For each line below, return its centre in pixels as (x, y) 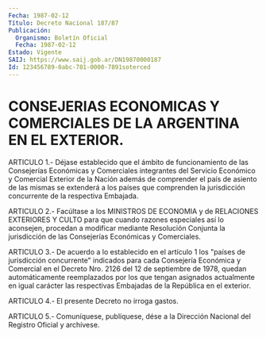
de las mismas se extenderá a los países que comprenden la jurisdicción (127, 187)
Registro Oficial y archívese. (54, 324)
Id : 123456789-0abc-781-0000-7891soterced (79, 67)
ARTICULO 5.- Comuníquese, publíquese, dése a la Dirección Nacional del (130, 316)
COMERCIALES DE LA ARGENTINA (124, 123)
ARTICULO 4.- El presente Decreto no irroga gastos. (93, 301)
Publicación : (30, 30)
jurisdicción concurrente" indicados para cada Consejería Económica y (125, 260)
